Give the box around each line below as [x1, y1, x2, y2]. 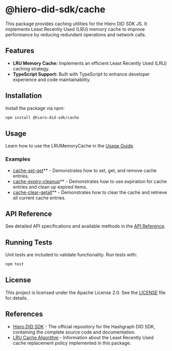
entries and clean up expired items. [12, 183, 88, 190]
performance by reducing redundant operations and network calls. [5, 31, 146, 38]
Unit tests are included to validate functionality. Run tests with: [5, 252, 138, 258]
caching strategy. [12, 65, 50, 71]
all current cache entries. [12, 194, 66, 201]
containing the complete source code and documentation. [12, 329, 136, 335]
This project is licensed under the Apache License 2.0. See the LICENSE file [5, 289, 166, 295]
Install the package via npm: [5, 105, 65, 111]
